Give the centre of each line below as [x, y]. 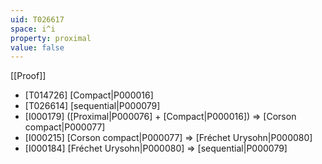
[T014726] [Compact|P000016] [89, 95]
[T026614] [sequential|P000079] [92, 106]
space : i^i [33, 29]
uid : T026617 [37, 19]
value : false [37, 47]
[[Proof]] [28, 76]
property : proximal [51, 38]
